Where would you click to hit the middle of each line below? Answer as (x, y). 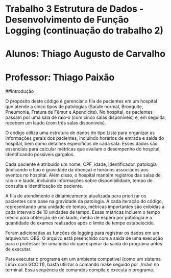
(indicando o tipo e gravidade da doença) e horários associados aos (77, 170)
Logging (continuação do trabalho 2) (84, 31)
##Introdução (20, 91)
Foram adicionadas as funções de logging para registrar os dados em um (82, 233)
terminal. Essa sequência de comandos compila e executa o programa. (80, 270)
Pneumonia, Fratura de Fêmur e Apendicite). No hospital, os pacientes (79, 112)
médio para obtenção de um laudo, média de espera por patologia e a (79, 218)
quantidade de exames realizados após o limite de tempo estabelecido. (80, 223)
